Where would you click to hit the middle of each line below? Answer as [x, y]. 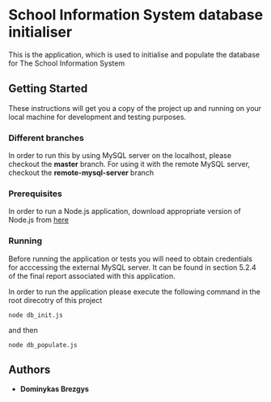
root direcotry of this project [55, 300]
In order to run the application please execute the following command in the [134, 291]
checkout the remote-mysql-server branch [81, 173]
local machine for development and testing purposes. [97, 117]
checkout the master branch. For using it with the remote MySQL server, [129, 165]
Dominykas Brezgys [54, 389]
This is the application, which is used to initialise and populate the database [134, 54]
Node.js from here [38, 220]
